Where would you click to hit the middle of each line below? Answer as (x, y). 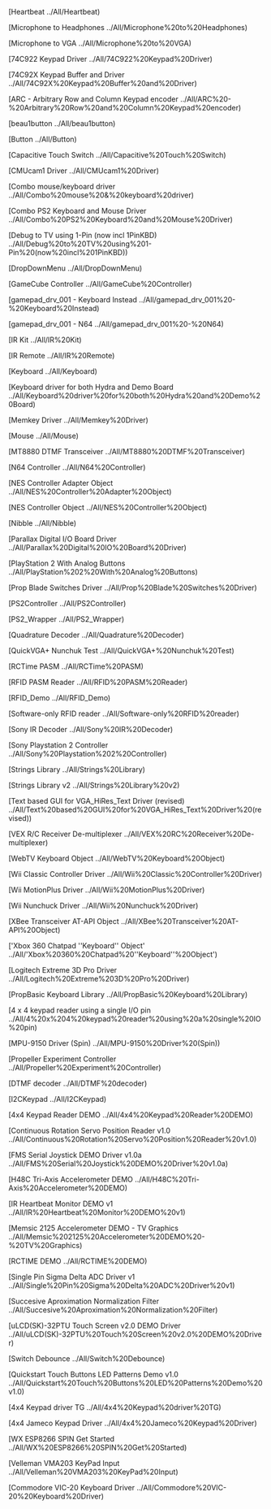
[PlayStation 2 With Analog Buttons (67, 563)
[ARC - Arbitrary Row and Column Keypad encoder (93, 99)
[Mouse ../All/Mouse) (43, 436)
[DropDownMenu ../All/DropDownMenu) (75, 268)
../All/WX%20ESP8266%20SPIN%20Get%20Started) (98, 1447)
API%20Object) (34, 930)
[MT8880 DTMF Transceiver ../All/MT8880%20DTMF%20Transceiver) (127, 451)
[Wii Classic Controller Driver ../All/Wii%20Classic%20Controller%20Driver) (135, 874)
